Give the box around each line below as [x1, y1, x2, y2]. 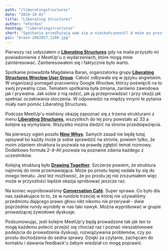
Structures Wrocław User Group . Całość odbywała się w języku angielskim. [5, 74, 162, 80]
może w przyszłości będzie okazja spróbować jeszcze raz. [5, 178, 126, 184]
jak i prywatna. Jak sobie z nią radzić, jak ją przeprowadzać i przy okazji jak [5, 90, 161, 96]
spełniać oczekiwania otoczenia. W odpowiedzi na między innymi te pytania [5, 95, 161, 101]
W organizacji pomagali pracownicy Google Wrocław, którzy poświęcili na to [5, 79, 162, 85]
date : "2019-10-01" [5, 12, 46, 17]
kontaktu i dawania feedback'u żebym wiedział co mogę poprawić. [5, 239, 143, 245]
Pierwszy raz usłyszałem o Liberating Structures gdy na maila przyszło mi [5, 48, 159, 55]
